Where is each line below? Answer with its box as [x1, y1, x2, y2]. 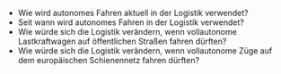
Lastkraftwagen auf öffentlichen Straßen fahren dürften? [17, 36, 227, 46]
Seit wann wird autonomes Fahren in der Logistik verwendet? [17, 17, 244, 28]
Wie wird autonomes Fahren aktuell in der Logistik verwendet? [17, 8, 249, 18]
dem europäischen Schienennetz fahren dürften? [17, 55, 200, 65]
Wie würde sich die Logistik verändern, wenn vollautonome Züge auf [17, 45, 273, 56]
